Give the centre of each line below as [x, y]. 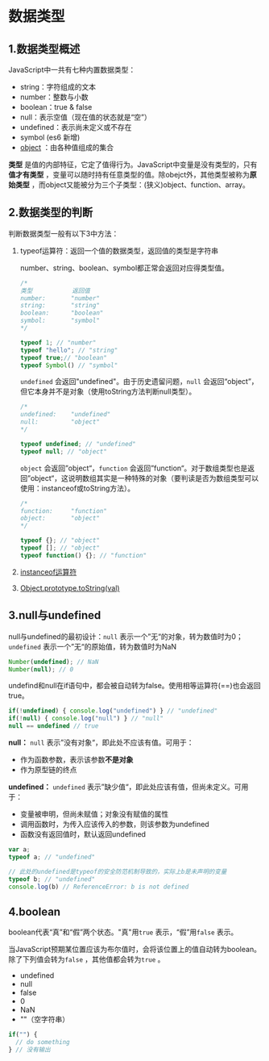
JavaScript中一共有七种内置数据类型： [72, 70]
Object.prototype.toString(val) [70, 588]
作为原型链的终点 [48, 770]
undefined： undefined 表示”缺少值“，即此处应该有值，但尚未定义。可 [125, 787]
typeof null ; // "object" [63, 451]
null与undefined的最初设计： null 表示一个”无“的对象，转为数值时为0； [126, 636]
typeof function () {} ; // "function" [83, 555]
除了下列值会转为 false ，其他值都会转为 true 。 [87, 959]
